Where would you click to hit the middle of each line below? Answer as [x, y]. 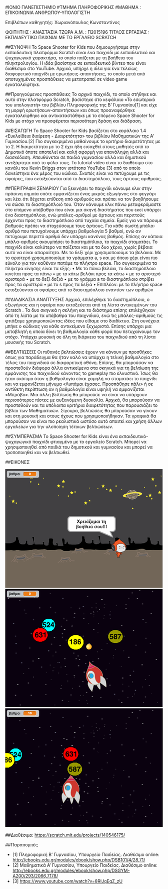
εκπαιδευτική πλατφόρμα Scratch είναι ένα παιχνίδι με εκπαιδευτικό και [80, 52]
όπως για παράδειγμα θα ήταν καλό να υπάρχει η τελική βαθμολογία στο [82, 357]
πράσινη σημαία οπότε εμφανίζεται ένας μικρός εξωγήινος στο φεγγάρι [80, 194]
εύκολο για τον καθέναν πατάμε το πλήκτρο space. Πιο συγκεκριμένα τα [81, 263]
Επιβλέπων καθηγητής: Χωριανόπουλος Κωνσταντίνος [62, 22]
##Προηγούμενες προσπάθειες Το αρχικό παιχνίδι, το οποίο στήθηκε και [81, 94]
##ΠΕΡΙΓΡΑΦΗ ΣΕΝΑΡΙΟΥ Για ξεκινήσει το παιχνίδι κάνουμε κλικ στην [78, 188]
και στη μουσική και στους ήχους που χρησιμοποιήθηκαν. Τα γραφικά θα [81, 416]
